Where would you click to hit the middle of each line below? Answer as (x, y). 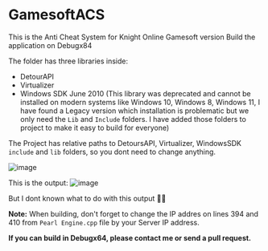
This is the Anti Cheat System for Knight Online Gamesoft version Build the (132, 37)
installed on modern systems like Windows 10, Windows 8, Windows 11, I (140, 102)
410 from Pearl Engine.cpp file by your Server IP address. (104, 222)
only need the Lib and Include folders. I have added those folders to (133, 119)
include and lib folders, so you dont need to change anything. (112, 152)
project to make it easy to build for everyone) (95, 128)
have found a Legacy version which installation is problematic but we (134, 111)
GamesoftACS (57, 15)
